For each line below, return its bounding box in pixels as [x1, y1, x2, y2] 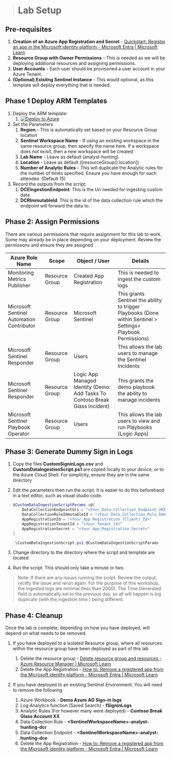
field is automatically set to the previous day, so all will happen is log [17, 591, 161, 597]
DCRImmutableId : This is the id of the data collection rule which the [20, 197, 163, 203]
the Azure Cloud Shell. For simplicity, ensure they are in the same [12, 472, 150, 478]
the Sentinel [118, 356, 147, 363]
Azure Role [10, 254, 38, 261]
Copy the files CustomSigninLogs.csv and [12, 461, 103, 467]
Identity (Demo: [73, 383, 111, 391]
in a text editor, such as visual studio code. [12, 493, 103, 499]
